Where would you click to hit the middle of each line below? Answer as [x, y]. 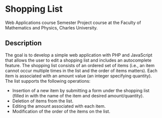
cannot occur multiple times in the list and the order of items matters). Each [81, 71]
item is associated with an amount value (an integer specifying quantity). [79, 76]
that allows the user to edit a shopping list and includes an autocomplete [78, 60]
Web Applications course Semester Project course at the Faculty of [73, 23]
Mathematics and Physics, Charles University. [52, 27]
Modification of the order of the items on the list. [61, 111]
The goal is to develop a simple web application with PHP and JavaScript [79, 55]
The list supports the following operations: [48, 81]
